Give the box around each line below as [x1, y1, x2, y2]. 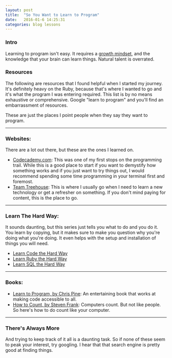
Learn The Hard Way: [5, 212, 59, 220]
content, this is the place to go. [12, 195, 78, 201]
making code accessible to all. [12, 296, 77, 302]
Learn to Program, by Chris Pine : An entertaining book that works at [12, 290, 156, 296]
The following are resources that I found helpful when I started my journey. [5, 80, 163, 86]
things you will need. [5, 241, 49, 247]
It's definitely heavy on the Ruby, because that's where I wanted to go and [5, 86, 162, 92]
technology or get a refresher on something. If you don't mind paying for [12, 189, 166, 195]
